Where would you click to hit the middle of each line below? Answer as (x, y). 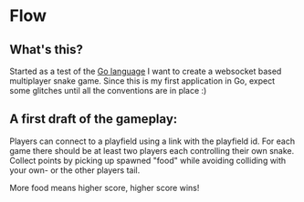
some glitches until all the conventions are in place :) (108, 91)
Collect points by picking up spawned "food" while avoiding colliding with (148, 160)
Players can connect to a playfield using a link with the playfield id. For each (152, 141)
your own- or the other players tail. (75, 170)
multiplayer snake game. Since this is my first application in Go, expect (142, 81)
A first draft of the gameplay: (94, 119)
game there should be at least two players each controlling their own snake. (152, 150)
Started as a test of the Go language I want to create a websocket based (146, 71)
